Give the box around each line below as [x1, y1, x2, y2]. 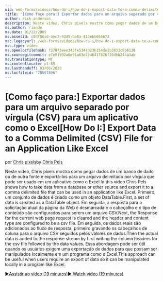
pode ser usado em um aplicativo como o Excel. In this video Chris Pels [5, 178, 147, 185]
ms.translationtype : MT [5, 57, 53, 62]
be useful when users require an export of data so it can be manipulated [5, 256, 149, 262]
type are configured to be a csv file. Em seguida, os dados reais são [5, 220, 141, 226]
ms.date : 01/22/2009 [5, 30, 47, 35]
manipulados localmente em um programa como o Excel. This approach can [5, 251, 156, 257]
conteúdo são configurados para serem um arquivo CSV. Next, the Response [5, 210, 158, 215]
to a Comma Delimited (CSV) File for [5, 133, 153, 144]
